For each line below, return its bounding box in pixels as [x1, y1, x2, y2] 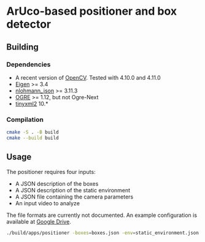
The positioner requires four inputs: [6, 168, 96, 175]
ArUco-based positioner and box [6, 4, 177, 18]
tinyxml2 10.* [15, 100, 48, 107]
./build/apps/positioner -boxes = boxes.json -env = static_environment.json [6, 230, 199, 236]
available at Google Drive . [6, 217, 72, 225]
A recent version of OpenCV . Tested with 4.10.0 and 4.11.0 [15, 74, 161, 81]
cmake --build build [6, 135, 60, 142]
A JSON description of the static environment [15, 186, 131, 194]
